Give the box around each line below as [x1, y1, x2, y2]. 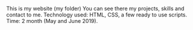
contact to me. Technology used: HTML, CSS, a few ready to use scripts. [6, 11, 188, 18]
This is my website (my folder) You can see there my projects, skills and [6, 5, 185, 12]
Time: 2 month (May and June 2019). [6, 18, 98, 24]
